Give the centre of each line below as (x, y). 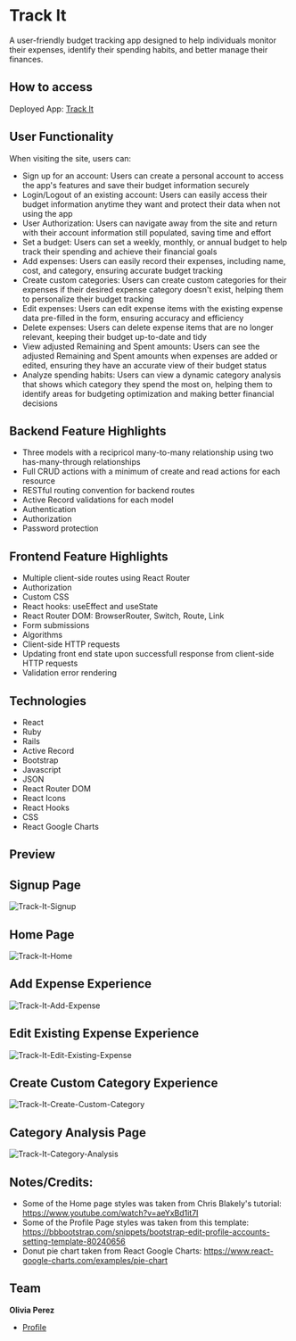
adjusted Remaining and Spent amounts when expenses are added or (150, 356)
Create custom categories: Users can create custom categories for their (154, 280)
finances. (26, 59)
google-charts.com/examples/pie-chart (95, 1261)
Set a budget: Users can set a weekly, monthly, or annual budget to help (155, 242)
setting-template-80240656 (74, 1242)
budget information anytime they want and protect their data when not (151, 204)
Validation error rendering (70, 673)
